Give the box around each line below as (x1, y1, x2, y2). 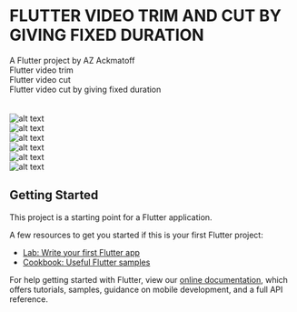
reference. (9, 293, 48, 305)
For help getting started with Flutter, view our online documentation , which (9, 274, 289, 285)
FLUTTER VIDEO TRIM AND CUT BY (9, 5, 282, 26)
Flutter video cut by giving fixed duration (9, 84, 162, 95)
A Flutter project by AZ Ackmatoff (9, 55, 135, 65)
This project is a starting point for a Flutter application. (9, 211, 213, 223)
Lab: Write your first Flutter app (22, 247, 141, 257)
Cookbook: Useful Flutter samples (22, 257, 151, 267)
